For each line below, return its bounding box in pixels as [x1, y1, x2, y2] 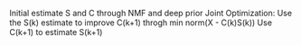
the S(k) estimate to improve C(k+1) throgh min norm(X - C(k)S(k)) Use [9, 17, 273, 28]
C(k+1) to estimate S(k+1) [9, 27, 103, 37]
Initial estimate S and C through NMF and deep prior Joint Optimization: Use [9, 8, 292, 18]
